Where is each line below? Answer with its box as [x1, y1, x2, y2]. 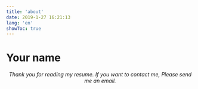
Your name [6, 51, 61, 65]
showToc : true [6, 25, 42, 32]
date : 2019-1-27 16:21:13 [6, 14, 70, 20]
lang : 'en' [6, 20, 33, 26]
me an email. [84, 77, 116, 84]
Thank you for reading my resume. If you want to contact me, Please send [8, 71, 192, 78]
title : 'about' [6, 8, 44, 15]
